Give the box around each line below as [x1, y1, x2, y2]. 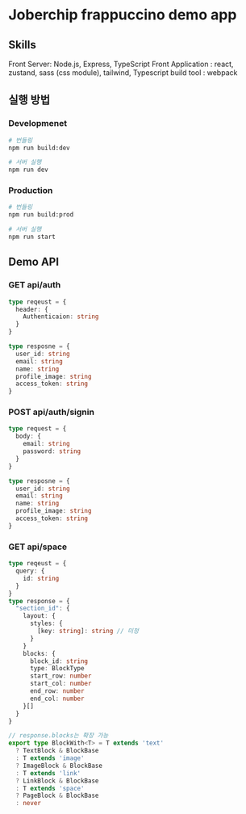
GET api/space [8, 541, 68, 552]
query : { [15, 567, 45, 575]
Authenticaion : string [23, 313, 99, 321]
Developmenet [8, 118, 67, 129]
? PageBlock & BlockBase [15, 791, 99, 800]
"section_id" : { [15, 604, 70, 613]
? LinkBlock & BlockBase [15, 777, 99, 785]
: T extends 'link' [15, 769, 81, 777]
